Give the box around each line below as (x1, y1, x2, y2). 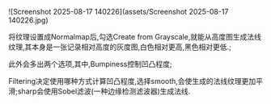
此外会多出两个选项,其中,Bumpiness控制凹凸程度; (8, 60, 172, 69)
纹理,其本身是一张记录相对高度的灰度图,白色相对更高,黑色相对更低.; (8, 42, 232, 52)
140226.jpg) (8, 15, 49, 25)
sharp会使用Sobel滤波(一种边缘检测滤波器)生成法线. (17, 86, 191, 96)
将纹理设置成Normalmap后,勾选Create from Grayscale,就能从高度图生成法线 (8, 32, 261, 41)
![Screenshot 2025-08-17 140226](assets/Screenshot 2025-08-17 (8, 7, 229, 16)
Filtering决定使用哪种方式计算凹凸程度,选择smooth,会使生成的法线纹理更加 (8, 77, 256, 85)
